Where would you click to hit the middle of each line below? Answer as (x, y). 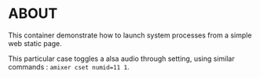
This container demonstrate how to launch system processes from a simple (130, 35)
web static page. (35, 43)
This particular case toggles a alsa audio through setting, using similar (121, 58)
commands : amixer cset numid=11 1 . (69, 66)
